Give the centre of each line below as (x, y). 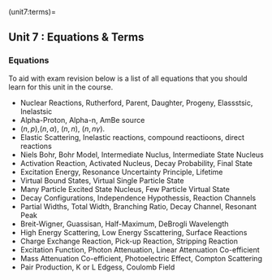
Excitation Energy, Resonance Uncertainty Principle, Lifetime (121, 172)
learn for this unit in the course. (61, 87)
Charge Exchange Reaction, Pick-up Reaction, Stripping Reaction (129, 241)
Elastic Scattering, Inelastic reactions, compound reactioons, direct (132, 137)
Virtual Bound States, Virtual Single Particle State (102, 180)
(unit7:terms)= (32, 12)
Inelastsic (36, 111)
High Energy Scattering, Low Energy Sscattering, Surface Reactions (134, 232)
